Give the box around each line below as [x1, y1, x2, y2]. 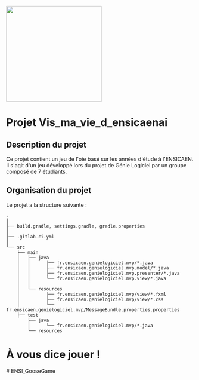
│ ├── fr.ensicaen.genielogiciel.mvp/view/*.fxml [17, 291, 167, 297]
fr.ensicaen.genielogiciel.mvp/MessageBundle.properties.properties [6, 307, 180, 313]
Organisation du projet [6, 185, 92, 195]
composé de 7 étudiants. [6, 168, 67, 175]
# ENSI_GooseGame [6, 367, 55, 375]
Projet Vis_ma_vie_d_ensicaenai [6, 116, 168, 130]
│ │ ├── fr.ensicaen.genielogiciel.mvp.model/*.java [17, 265, 169, 271]
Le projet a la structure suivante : [6, 201, 88, 209]
